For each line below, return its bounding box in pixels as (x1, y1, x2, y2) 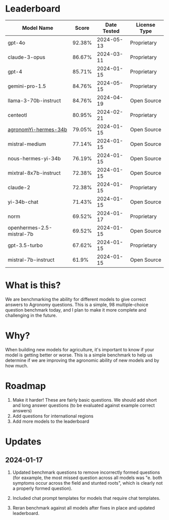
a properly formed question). (12, 485, 72, 491)
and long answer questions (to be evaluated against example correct (12, 402, 155, 408)
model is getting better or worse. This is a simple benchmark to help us (5, 352, 152, 358)
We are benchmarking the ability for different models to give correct (5, 296, 146, 302)
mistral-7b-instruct (8, 256, 55, 263)
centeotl (8, 111, 28, 118)
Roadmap (5, 381, 46, 392)
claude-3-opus (8, 53, 46, 60)
